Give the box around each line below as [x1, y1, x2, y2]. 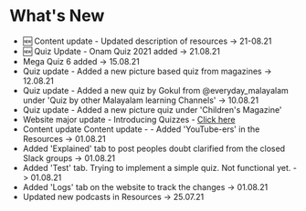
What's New [9, 5, 105, 26]
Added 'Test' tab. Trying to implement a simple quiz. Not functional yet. [22, 162, 291, 173]
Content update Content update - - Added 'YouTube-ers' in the [22, 124, 260, 135]
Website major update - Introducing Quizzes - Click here [22, 114, 236, 125]
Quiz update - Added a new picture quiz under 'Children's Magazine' [22, 104, 282, 115]
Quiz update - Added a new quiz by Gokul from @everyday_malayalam [22, 85, 290, 95]
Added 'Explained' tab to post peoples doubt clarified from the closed [22, 143, 286, 154]
